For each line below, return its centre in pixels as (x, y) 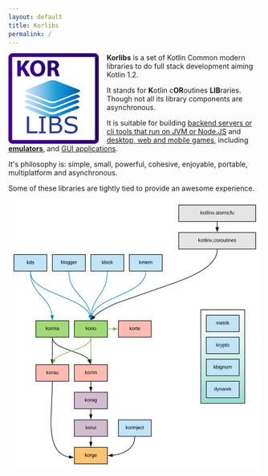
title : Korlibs (34, 25)
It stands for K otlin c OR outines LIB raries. (174, 90)
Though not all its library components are (175, 99)
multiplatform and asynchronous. (63, 173)
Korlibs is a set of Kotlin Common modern (177, 58)
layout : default (35, 17)
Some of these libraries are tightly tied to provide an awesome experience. (132, 188)
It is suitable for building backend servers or (180, 123)
